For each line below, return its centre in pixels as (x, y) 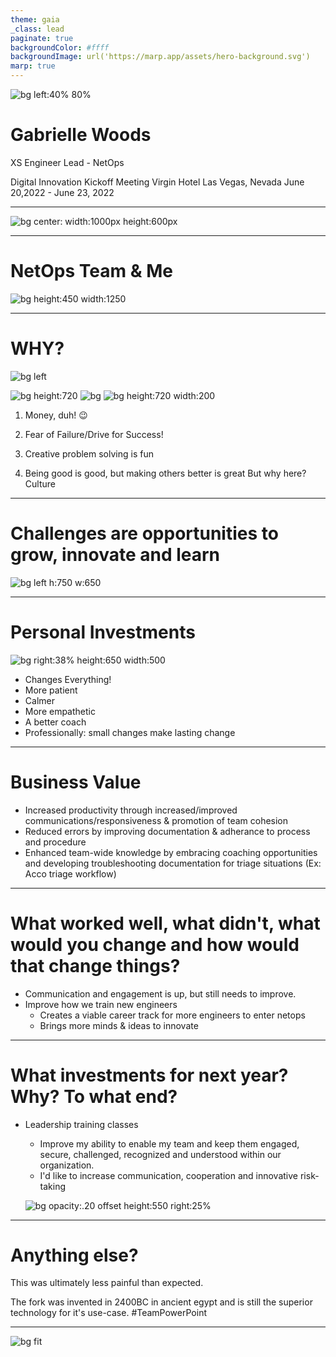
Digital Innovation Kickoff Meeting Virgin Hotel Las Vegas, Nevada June (157, 182)
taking (53, 1186)
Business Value (76, 782)
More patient (51, 690)
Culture (40, 483)
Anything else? (74, 1255)
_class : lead (37, 29)
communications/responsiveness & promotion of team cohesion (156, 820)
